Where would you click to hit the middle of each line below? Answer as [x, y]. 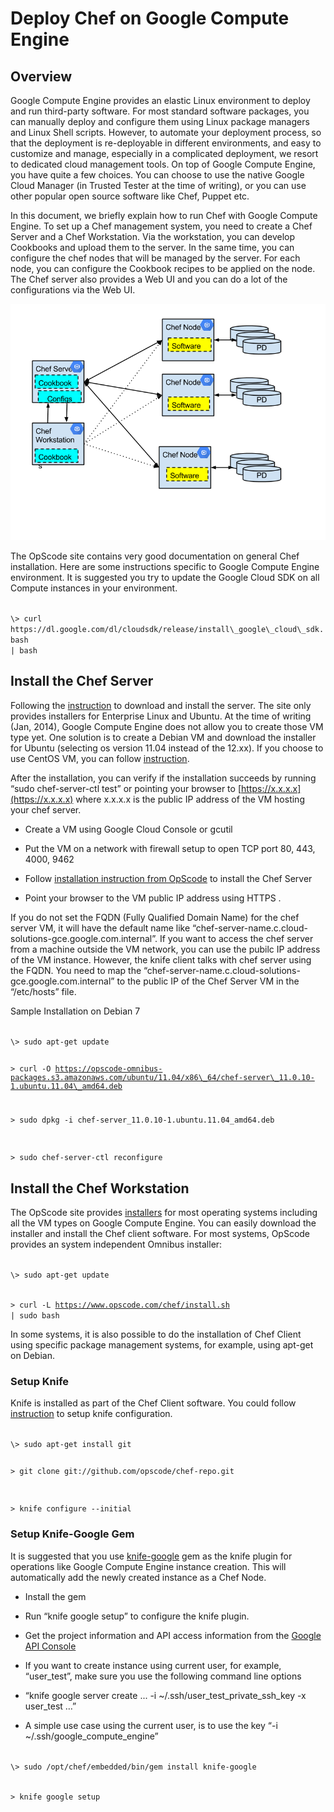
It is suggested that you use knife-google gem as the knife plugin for [151, 1556]
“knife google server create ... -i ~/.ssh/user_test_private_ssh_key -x [165, 1695]
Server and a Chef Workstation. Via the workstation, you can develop [153, 236]
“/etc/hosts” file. [43, 991]
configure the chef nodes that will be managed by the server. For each [155, 258]
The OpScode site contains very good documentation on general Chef [155, 556]
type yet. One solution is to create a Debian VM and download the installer [163, 737]
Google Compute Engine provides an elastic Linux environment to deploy [160, 100]
